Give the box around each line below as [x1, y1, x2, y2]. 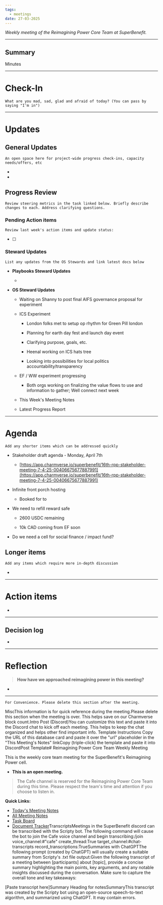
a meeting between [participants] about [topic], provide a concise [12, 859, 144, 865]
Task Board [12, 818, 35, 824]
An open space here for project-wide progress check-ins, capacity [5, 156, 145, 161]
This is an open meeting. [12, 769, 63, 774]
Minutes [5, 61, 21, 67]
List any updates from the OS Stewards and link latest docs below [5, 259, 145, 264]
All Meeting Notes [12, 812, 48, 818]
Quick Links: [5, 798, 31, 804]
